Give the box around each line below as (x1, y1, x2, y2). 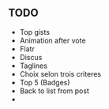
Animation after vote (19, 36, 86, 45)
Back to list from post (19, 86, 89, 96)
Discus (19, 52, 43, 62)
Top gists (19, 27, 50, 36)
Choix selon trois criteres (19, 69, 101, 78)
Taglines (19, 61, 47, 70)
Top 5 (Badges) (19, 77, 70, 87)
